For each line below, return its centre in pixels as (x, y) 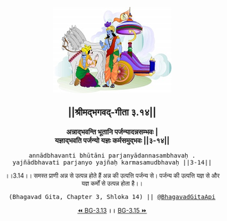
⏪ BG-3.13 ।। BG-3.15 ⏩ (112, 210)
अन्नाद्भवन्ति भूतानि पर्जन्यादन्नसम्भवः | (112, 132)
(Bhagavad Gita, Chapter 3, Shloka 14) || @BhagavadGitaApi (112, 197)
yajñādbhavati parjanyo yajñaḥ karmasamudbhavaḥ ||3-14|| (112, 162)
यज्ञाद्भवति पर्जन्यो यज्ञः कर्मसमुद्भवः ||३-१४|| (112, 140)
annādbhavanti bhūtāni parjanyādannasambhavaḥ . (112, 155)
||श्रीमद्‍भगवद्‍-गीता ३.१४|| (112, 113)
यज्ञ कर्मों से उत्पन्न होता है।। (112, 183)
